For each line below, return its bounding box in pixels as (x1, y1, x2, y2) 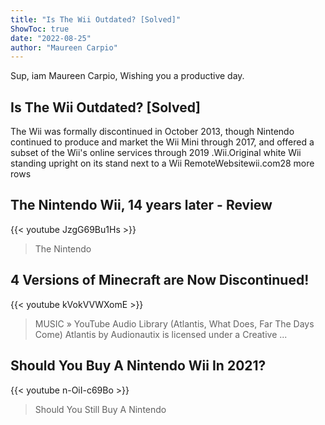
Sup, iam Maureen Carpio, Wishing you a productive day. (10, 70, 245, 82)
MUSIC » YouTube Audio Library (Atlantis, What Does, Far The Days (34, 317, 315, 330)
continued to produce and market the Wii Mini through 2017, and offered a (10, 136, 315, 148)
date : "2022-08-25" (10, 33, 92, 43)
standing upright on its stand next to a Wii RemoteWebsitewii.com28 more (10, 157, 315, 170)
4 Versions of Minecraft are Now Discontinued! (10, 272, 310, 289)
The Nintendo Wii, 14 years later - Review (10, 197, 273, 214)
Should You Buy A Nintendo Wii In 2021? (10, 357, 267, 375)
